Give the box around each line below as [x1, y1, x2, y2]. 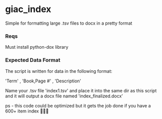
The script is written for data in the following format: [5, 68, 112, 74]
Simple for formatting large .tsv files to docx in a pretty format [5, 20, 132, 26]
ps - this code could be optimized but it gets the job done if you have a [5, 102, 151, 108]
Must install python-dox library [5, 44, 68, 50]
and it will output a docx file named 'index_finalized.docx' [5, 93, 123, 99]
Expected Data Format [5, 57, 60, 64]
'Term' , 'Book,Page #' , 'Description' [5, 78, 81, 84]
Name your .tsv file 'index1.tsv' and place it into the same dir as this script [5, 87, 157, 93]
